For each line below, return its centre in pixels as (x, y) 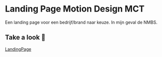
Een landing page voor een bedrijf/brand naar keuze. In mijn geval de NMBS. (81, 22)
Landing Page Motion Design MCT (75, 9)
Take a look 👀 (25, 37)
